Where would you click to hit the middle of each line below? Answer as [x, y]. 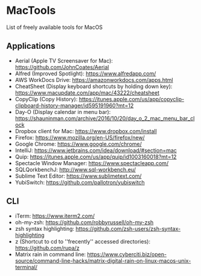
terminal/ [26, 267]
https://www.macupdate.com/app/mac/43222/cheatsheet [87, 93]
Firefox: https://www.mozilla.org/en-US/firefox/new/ [80, 137]
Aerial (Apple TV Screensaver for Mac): [64, 60]
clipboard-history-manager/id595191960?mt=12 [74, 105]
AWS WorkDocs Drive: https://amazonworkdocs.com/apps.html [94, 80]
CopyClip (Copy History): [46, 99]
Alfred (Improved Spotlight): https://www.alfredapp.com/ [85, 74]
